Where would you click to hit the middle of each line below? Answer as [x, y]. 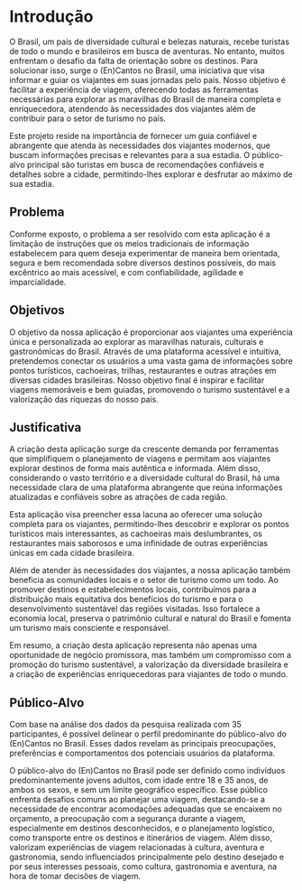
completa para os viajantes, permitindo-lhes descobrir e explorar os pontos [150, 524]
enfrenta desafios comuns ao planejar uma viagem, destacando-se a [137, 800]
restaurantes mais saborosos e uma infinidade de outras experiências [139, 543]
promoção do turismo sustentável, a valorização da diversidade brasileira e [149, 664]
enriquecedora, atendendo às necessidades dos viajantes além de [133, 108]
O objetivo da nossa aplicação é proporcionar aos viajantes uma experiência [151, 332]
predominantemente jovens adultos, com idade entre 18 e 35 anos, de [139, 780]
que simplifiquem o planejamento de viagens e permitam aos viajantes [140, 459]
